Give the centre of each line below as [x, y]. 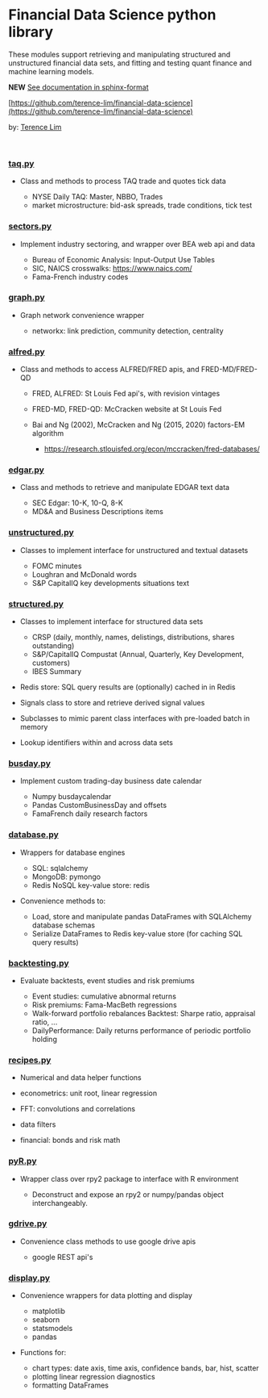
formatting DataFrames [70, 1385]
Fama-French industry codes [80, 277]
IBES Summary [57, 672]
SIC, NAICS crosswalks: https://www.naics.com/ [112, 268]
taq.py [21, 163]
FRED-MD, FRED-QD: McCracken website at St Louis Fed [127, 409]
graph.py [27, 298]
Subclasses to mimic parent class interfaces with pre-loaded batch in [135, 718]
